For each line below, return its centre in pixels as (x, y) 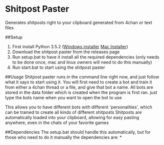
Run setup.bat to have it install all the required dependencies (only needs (86, 57)
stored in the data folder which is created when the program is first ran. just (81, 92)
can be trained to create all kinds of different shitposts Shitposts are (73, 112)
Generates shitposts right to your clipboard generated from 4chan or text (79, 22)
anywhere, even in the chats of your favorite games (57, 123)
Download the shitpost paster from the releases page (66, 52)
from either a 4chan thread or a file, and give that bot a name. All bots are (79, 87)
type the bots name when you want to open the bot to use (64, 97)
